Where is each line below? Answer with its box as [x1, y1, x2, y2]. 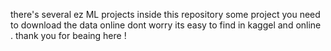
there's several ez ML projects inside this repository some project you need [10, 9, 321, 20]
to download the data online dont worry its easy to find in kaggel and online [10, 19, 322, 31]
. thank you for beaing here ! [10, 30, 127, 41]
